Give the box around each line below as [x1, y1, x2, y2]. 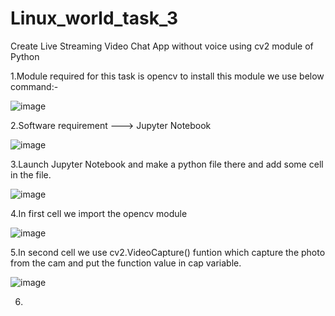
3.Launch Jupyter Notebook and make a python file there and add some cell [10, 158, 324, 170]
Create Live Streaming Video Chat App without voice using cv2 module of [10, 40, 314, 52]
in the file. [10, 168, 52, 181]
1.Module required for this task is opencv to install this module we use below [10, 70, 325, 82]
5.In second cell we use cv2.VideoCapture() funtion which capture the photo [10, 246, 326, 258]
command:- [10, 80, 59, 92]
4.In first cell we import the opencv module [10, 207, 188, 219]
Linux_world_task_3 [10, 7, 179, 30]
